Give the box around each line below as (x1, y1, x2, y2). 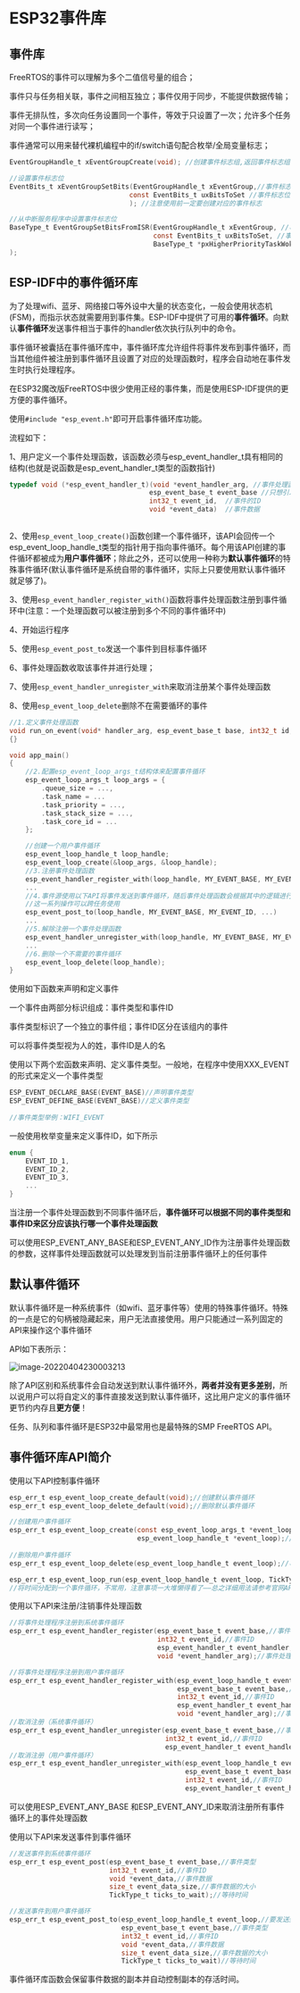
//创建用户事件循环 (9, 1517, 71, 1527)
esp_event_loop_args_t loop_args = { (25, 776, 166, 785)
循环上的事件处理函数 (9, 1812, 87, 1822)
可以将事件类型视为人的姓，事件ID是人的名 (9, 1040, 166, 1051)
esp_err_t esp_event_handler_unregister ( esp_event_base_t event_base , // (9, 1725, 286, 1735)
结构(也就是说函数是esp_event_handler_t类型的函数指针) (9, 462, 216, 473)
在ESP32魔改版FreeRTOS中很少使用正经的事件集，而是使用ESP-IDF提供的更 (9, 383, 289, 394)
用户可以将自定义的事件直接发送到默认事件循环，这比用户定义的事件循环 (24, 1390, 291, 1402)
